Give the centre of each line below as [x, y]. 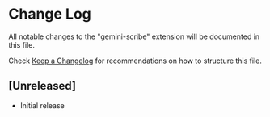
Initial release [42, 105]
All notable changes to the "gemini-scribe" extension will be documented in [134, 36]
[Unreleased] [42, 86]
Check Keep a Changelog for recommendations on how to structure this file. [135, 61]
